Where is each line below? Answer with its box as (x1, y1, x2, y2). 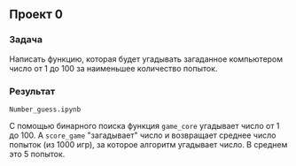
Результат (9, 85, 56, 97)
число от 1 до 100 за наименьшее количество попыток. (9, 63, 218, 73)
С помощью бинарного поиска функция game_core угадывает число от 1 (9, 120, 280, 131)
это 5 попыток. (9, 148, 66, 159)
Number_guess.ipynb (9, 105, 82, 114)
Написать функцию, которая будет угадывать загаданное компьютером (9, 53, 284, 64)
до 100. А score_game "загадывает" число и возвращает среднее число (9, 130, 277, 140)
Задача (9, 34, 43, 46)
